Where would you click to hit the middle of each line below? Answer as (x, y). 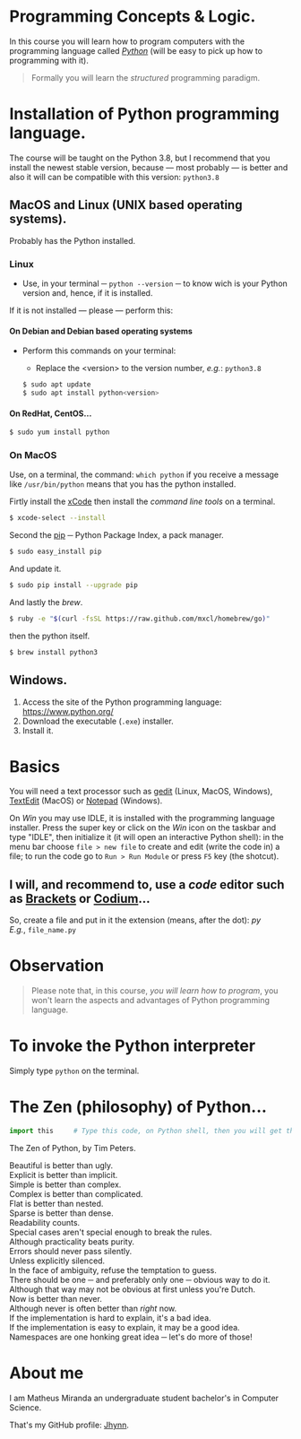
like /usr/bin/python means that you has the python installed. (123, 484)
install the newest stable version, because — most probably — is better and (149, 167)
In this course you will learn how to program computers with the (127, 41)
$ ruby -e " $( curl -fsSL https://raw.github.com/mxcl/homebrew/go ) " (140, 619)
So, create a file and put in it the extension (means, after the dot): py (135, 920)
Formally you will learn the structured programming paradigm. (146, 77)
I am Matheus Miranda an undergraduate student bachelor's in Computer (144, 1398)
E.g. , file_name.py (43, 930)
